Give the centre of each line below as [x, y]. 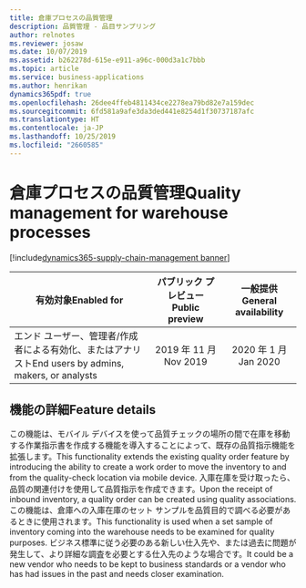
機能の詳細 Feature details [83, 410]
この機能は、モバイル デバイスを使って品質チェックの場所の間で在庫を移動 [150, 433]
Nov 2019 [185, 361]
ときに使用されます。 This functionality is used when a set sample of [145, 521]
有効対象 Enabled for [79, 300]
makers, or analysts [56, 375]
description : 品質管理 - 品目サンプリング [83, 26]
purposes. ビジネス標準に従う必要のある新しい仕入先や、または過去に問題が [153, 542]
